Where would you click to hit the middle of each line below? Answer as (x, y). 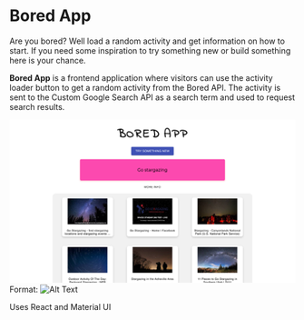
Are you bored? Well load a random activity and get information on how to (147, 41)
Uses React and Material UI (60, 306)
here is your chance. (48, 60)
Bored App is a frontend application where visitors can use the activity (142, 77)
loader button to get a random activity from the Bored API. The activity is (145, 87)
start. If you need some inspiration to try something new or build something (150, 50)
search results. (37, 106)
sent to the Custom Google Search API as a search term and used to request (152, 97)
